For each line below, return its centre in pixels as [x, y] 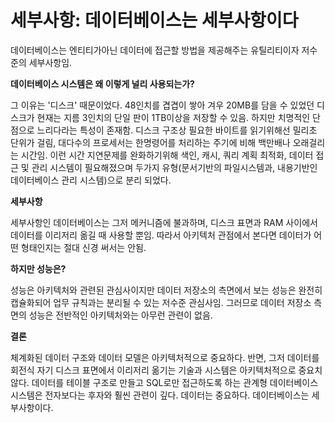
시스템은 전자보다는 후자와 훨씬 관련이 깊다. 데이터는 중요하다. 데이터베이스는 [160, 395]
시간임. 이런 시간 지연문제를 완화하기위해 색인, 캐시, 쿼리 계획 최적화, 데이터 [167, 155]
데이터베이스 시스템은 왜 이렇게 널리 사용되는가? [102, 83]
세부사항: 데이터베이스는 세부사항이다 [154, 20]
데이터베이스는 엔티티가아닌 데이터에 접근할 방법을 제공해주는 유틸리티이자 [155, 50]
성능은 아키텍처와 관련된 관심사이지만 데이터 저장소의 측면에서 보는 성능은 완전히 [166, 290]
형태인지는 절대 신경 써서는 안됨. [83, 247]
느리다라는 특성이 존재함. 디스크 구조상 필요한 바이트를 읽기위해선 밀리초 [177, 130]
